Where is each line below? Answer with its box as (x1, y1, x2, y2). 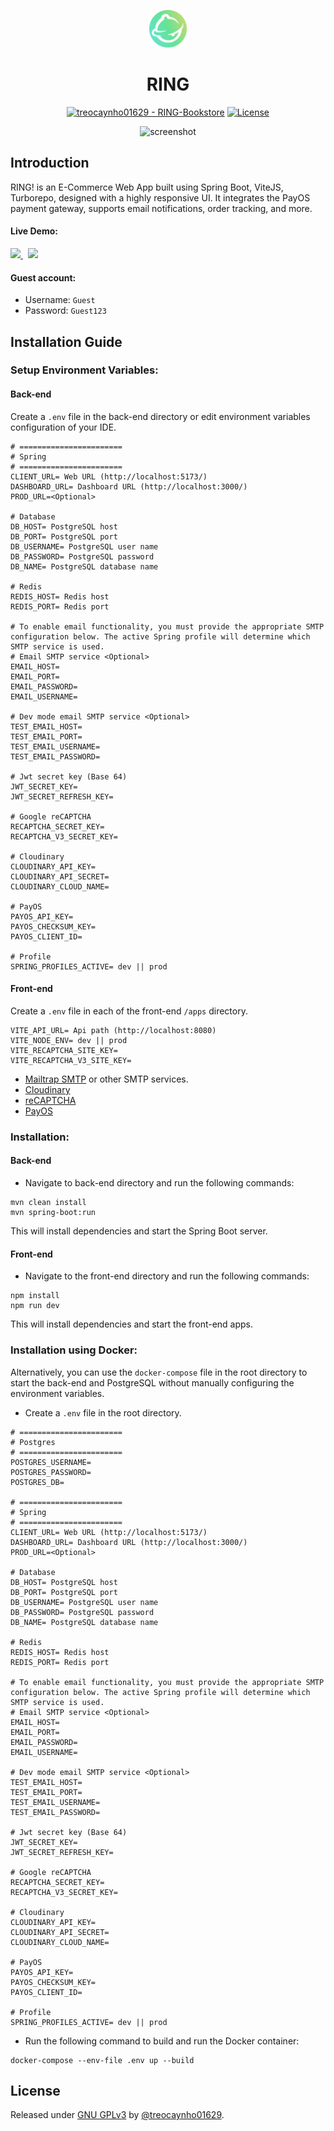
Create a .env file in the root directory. (24, 1406, 182, 1419)
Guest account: (10, 271, 77, 284)
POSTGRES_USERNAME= (10, 1457, 92, 1467)
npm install (10, 1291, 60, 1301)
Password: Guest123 (24, 305, 107, 317)
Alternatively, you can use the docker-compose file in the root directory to (10, 1366, 308, 1378)
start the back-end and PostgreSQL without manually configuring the (10, 1376, 295, 1389)
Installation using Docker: (10, 1343, 138, 1357)
